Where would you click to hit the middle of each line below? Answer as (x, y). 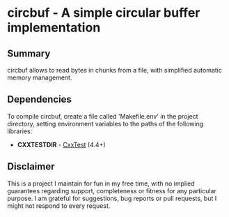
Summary (29, 53)
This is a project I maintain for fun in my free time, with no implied (101, 184)
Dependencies (39, 99)
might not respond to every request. (59, 205)
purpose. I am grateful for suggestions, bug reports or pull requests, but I (112, 198)
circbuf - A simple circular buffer (104, 13)
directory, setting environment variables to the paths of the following (105, 124)
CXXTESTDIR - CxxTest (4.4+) (61, 144)
